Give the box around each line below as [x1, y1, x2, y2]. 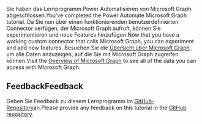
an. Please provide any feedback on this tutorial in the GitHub [33, 104, 187, 111]
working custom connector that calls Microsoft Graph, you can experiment [6, 38, 194, 45]
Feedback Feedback [6, 81, 84, 92]
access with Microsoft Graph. [6, 64, 81, 71]
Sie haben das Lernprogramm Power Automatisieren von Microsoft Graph [6, 5, 192, 12]
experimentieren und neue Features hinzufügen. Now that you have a [6, 31, 179, 38]
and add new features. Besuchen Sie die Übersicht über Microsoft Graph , [6, 44, 193, 51]
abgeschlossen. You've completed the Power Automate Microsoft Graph [6, 12, 187, 19]
